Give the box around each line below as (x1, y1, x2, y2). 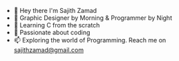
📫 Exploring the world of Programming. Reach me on (13, 36, 167, 44)
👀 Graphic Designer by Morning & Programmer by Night (13, 14, 173, 22)
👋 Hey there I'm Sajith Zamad (13, 7, 97, 14)
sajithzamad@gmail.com (13, 46, 84, 54)
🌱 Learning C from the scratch (13, 21, 100, 29)
